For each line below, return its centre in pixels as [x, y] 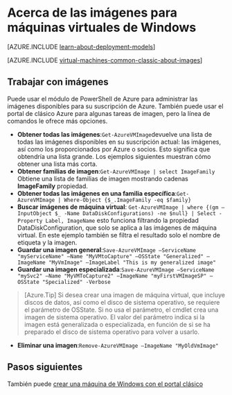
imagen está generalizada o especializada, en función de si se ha [117, 324]
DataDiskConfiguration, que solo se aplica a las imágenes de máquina [117, 228]
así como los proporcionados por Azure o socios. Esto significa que [114, 149]
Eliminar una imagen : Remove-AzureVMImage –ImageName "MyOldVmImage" [118, 345]
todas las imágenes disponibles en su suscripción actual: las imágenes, [119, 142]
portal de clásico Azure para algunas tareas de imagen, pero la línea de [109, 113]
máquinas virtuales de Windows [102, 27]
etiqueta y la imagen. [47, 242]
